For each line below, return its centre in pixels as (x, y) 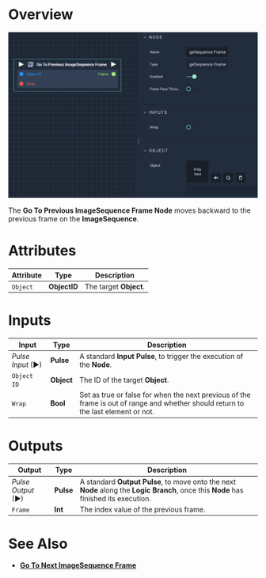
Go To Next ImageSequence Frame (78, 565)
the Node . (96, 365)
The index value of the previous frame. (142, 509)
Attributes (42, 251)
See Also (38, 544)
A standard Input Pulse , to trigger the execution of (161, 356)
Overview (41, 15)
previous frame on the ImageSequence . (74, 219)
